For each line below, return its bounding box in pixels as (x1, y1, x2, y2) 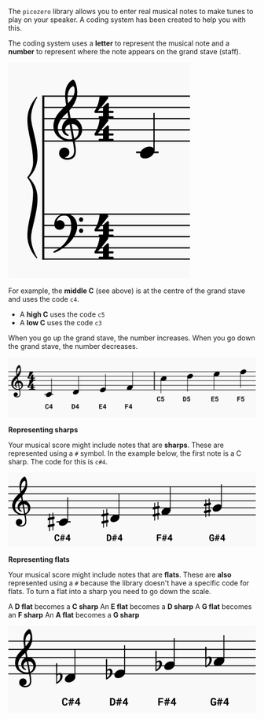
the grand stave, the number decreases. (8, 342, 138, 350)
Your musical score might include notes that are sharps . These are (8, 440, 224, 449)
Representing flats (8, 555, 70, 564)
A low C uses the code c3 (19, 318, 102, 327)
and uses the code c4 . (8, 295, 80, 303)
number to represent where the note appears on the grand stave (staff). (8, 47, 241, 56)
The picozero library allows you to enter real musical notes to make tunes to (8, 7, 254, 16)
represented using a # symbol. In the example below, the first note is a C (8, 448, 242, 458)
